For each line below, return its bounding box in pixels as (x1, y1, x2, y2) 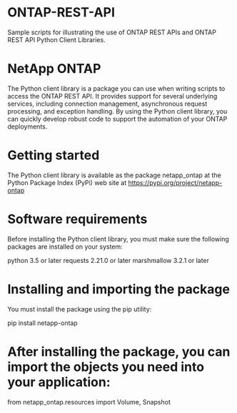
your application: (7, 374, 111, 390)
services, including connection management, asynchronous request (7, 99, 208, 108)
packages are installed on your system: (7, 242, 123, 251)
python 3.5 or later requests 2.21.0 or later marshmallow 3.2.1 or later (7, 256, 209, 264)
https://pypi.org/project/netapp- (128, 178, 223, 186)
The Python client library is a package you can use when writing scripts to (7, 84, 226, 93)
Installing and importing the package (7, 281, 231, 297)
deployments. (7, 122, 48, 131)
